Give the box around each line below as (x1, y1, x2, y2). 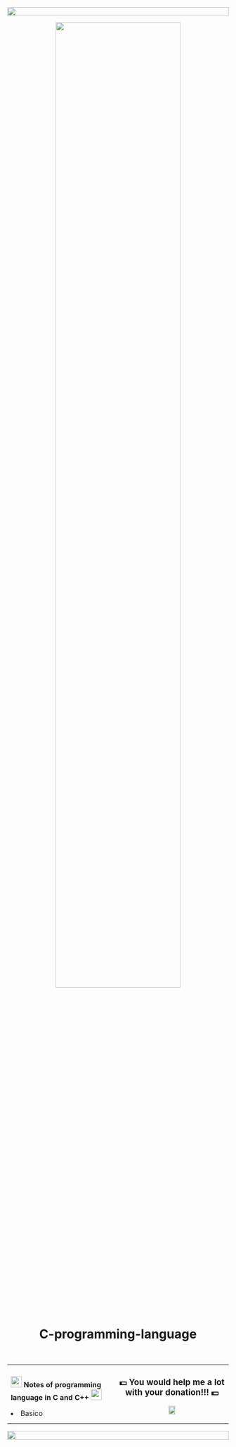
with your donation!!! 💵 (125, 1387, 219, 1398)
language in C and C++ (11, 1393, 89, 1403)
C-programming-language (39, 1327, 197, 1342)
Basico (20, 1408, 44, 1418)
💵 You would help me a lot (119, 1377, 225, 1388)
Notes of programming (23, 1380, 102, 1390)
